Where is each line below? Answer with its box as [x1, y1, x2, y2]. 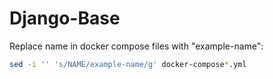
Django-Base [9, 7, 121, 30]
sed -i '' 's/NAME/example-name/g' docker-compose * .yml [9, 59, 247, 69]
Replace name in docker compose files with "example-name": [9, 40, 264, 52]
